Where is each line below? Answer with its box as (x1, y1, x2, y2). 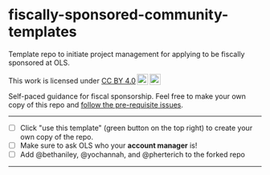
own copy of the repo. (19, 132, 94, 141)
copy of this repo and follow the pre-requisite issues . (8, 100, 183, 109)
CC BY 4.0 (101, 75, 137, 85)
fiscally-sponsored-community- (8, 6, 229, 24)
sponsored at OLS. (8, 58, 71, 67)
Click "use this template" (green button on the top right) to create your (19, 123, 253, 132)
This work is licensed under (8, 75, 100, 85)
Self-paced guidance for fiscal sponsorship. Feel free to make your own (8, 91, 247, 101)
